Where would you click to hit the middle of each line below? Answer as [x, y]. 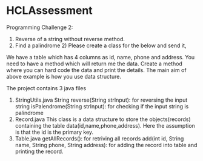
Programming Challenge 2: [40, 27]
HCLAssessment [49, 11]
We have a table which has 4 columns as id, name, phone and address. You [101, 57]
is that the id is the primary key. [54, 132]
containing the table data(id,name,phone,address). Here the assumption [105, 125]
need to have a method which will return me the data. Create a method [95, 64]
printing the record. [39, 151]
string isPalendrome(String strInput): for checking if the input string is [102, 106]
